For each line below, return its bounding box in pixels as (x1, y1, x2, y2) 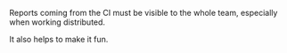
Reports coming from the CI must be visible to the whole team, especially (9, 8, 278, 18)
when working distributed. (9, 17, 105, 27)
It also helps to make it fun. (9, 34, 109, 44)
